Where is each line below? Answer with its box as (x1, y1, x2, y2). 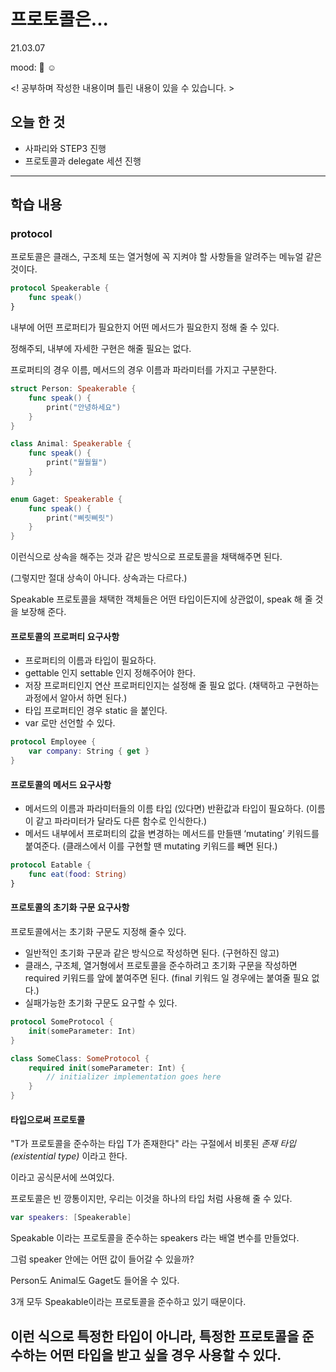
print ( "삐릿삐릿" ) (46, 513, 115, 523)
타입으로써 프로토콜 (10, 1113, 86, 1125)
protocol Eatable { (10, 860, 92, 870)
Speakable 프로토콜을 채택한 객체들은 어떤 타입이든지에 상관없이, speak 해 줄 (10, 593, 313, 605)
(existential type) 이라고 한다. (10, 1150, 128, 1162)
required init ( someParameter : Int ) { (28, 1063, 186, 1073)
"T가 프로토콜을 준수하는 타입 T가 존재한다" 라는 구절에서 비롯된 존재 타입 (10, 1138, 297, 1150)
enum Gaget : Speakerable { (10, 494, 123, 504)
